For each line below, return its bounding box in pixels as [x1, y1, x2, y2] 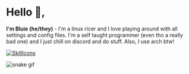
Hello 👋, [6, 5, 46, 19]
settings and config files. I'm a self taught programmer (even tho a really [6, 31, 183, 38]
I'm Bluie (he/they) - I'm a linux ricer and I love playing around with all [6, 25, 178, 32]
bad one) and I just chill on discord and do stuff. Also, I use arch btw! [6, 38, 175, 45]
